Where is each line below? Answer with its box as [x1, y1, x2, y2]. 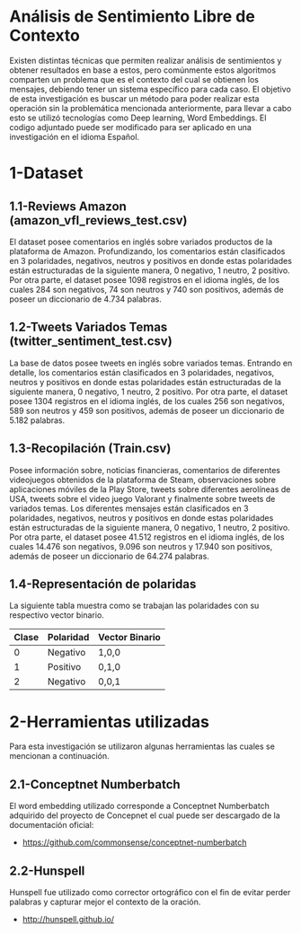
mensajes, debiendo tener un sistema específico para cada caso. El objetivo [9, 84, 292, 94]
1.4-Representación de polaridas [9, 577, 197, 592]
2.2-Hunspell [9, 863, 85, 878]
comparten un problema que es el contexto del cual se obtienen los [9, 74, 259, 84]
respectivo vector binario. [9, 610, 105, 621]
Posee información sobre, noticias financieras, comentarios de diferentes [9, 464, 281, 475]
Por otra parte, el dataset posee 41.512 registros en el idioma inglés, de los [9, 532, 285, 542]
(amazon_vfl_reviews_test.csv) [9, 213, 188, 228]
